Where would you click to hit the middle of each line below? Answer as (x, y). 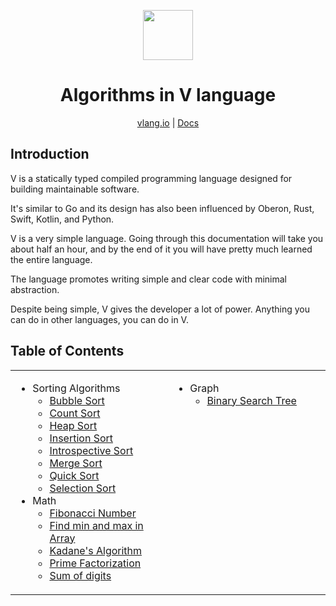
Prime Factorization (95, 563)
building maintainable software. (75, 189)
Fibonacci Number (93, 513)
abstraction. (35, 289)
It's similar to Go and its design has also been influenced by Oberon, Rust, (162, 208)
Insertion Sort (81, 438)
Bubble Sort (77, 400)
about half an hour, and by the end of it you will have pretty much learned (161, 249)
